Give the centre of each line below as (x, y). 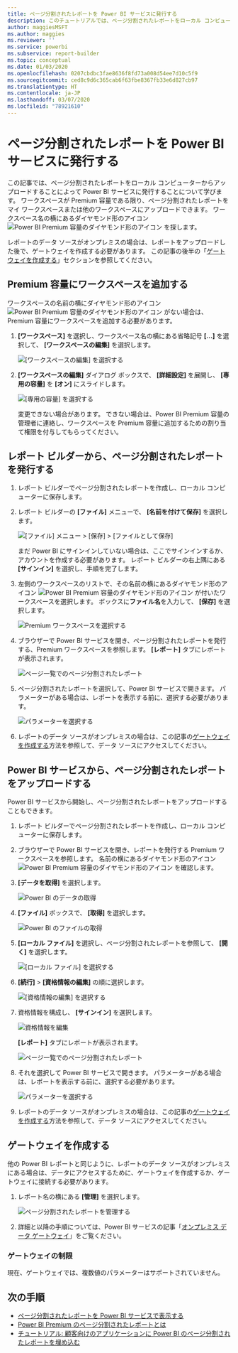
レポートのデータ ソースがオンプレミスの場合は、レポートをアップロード (113, 242)
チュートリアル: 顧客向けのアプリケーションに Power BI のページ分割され (124, 1334)
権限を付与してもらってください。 (73, 431)
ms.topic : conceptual (39, 60)
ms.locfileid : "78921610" (45, 107)
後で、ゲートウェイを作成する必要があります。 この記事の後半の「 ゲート (119, 251)
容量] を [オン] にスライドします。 (80, 384)
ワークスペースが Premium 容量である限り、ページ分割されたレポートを (125, 200)
